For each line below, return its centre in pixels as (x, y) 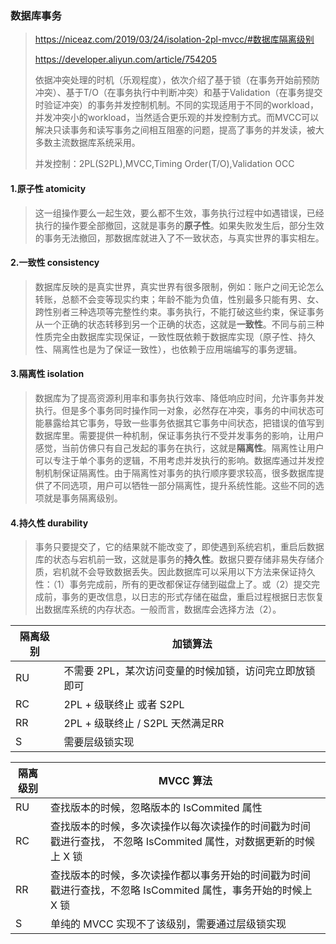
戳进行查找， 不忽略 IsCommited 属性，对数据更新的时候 (183, 842)
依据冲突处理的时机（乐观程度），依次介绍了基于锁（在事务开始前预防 (177, 80)
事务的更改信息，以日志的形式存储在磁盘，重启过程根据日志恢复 (193, 597)
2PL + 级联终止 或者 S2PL (124, 705)
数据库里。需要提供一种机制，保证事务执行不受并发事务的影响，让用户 (179, 435)
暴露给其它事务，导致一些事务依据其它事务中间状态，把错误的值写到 (184, 423)
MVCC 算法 (185, 781)
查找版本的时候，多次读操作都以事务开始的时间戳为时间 (181, 875)
